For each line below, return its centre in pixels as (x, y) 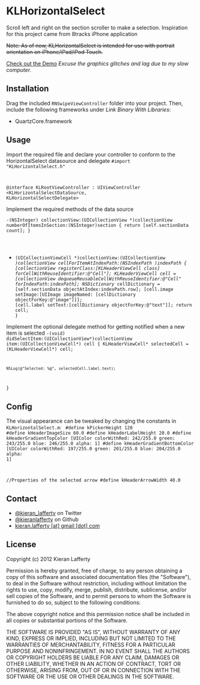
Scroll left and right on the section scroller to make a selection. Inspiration (97, 28)
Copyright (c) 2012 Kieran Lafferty (49, 559)
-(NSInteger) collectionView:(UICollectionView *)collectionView (89, 220)
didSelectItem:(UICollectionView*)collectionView (69, 339)
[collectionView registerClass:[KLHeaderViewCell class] (87, 268)
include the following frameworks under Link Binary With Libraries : (89, 110)
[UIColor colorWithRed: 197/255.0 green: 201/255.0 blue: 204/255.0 (93, 449)
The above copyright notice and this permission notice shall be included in (98, 614)
